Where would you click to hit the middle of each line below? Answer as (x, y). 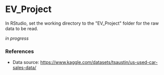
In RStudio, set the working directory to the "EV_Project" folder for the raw (82, 23)
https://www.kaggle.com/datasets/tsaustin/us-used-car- (99, 62)
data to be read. (22, 28)
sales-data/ (24, 68)
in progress (17, 38)
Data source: (26, 62)
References (20, 51)
